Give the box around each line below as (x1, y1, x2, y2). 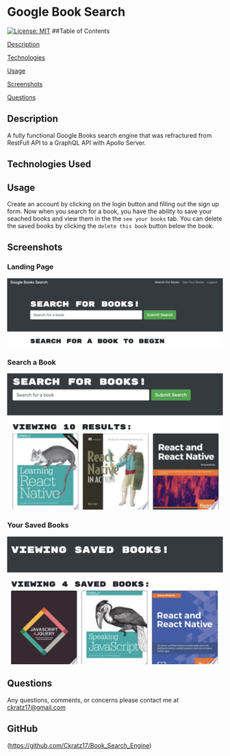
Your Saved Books (7, 520, 69, 530)
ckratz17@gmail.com (7, 703, 66, 711)
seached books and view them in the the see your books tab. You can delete (7, 214, 222, 223)
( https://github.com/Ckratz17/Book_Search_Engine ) (7, 741, 152, 749)
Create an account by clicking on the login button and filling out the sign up (7, 199, 219, 208)
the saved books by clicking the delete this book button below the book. (7, 221, 214, 230)
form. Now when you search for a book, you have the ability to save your (7, 207, 212, 215)
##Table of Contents (51, 27, 110, 35)
